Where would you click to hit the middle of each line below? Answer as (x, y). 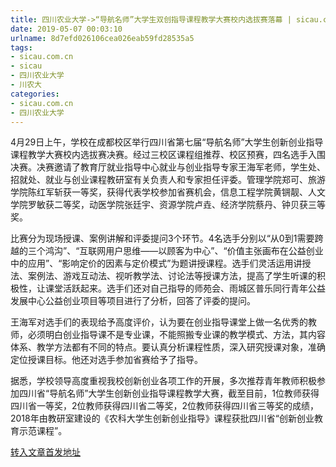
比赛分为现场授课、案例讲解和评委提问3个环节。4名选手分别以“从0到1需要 (162, 238)
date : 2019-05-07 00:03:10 (66, 29)
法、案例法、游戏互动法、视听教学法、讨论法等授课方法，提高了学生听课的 (163, 276)
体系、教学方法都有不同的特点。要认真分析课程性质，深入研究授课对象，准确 (168, 347)
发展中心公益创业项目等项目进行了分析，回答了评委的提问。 (133, 301)
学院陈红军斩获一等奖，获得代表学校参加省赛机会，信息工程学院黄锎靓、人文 (168, 192)
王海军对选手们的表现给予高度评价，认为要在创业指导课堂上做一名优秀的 (159, 322)
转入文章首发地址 (45, 452)
